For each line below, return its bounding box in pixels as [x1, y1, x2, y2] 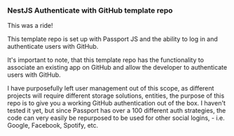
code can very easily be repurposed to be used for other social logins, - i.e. [7, 114, 226, 122]
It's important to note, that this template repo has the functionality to [7, 56, 205, 64]
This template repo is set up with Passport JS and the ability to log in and [7, 35, 219, 43]
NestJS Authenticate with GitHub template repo [7, 6, 173, 15]
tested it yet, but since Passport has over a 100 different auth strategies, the [7, 107, 226, 115]
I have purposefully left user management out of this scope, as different [7, 84, 214, 93]
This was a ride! [7, 22, 54, 30]
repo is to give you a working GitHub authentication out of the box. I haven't [7, 99, 226, 107]
